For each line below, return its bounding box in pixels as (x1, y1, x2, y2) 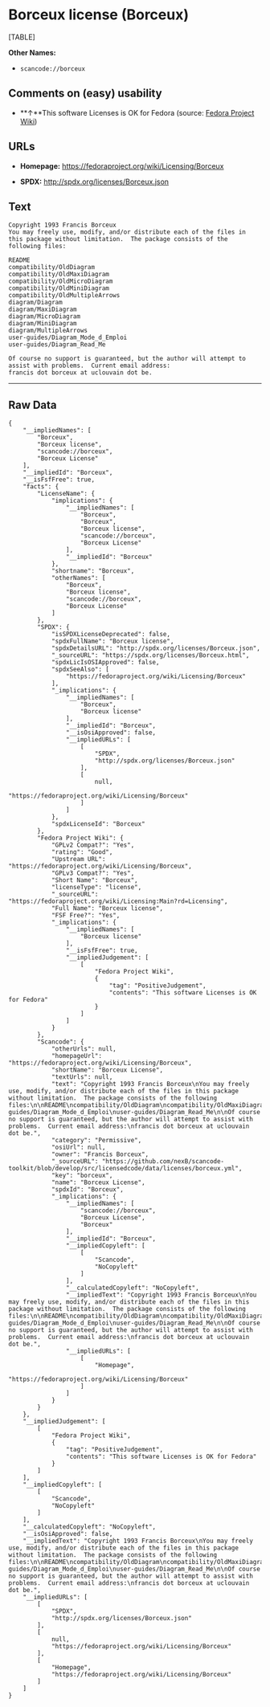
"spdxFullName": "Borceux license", (51, 637, 174, 646)
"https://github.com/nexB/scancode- (101, 1158, 225, 1166)
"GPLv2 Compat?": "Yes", (51, 841, 135, 849)
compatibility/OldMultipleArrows (8, 292, 121, 300)
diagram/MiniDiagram (8, 320, 78, 328)
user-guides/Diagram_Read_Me (8, 341, 106, 349)
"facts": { (22, 483, 59, 491)
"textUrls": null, (51, 1073, 113, 1081)
